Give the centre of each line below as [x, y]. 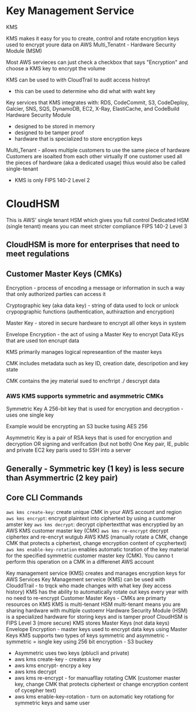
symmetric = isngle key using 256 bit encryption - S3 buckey [80, 641]
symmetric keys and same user [52, 703]
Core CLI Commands [44, 498]
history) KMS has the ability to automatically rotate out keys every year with [97, 592]
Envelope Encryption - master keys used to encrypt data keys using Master [97, 629]
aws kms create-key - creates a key [58, 659]
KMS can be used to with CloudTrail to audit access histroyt [78, 80]
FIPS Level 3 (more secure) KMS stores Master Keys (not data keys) [88, 623]
